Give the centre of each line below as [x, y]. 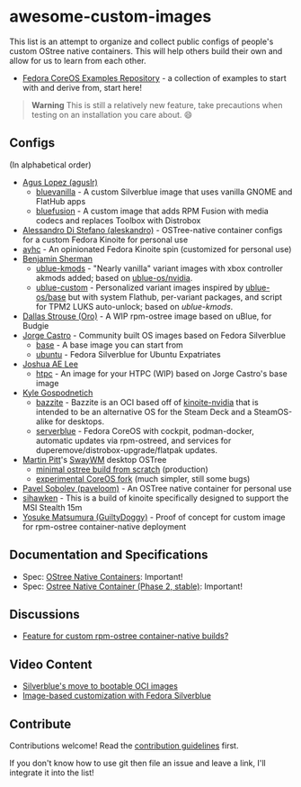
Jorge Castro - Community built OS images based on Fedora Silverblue [154, 335]
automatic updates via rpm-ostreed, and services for [133, 440]
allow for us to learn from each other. [78, 60]
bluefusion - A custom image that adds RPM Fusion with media [152, 211]
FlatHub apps [61, 201]
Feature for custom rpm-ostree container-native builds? [125, 636]
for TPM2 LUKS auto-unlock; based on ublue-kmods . [134, 306]
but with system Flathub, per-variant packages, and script [175, 297]
